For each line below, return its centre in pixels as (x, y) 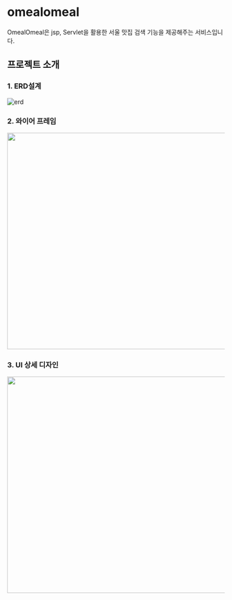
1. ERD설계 (24, 86)
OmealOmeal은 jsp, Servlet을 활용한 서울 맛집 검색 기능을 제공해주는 (100, 32)
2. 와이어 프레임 (32, 121)
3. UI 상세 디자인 (33, 364)
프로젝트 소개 (33, 65)
